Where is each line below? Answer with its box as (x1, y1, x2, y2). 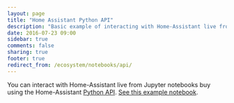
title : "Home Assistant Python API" (7, 17, 114, 24)
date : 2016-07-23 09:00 (7, 29, 77, 37)
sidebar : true (7, 36, 49, 43)
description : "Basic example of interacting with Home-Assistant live (7, 23, 217, 30)
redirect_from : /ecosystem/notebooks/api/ (7, 62, 132, 68)
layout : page (7, 10, 45, 17)
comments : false (7, 42, 54, 49)
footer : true (7, 55, 45, 62)
